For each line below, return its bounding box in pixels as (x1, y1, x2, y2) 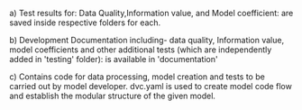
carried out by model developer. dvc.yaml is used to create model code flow (9, 81, 293, 91)
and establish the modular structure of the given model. (9, 90, 216, 101)
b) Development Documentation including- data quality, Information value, (9, 35, 285, 45)
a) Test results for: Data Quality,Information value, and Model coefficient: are (9, 8, 294, 18)
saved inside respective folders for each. (9, 17, 161, 28)
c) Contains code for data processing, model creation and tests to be (9, 71, 266, 82)
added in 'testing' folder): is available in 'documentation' (9, 54, 218, 64)
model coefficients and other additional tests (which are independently (9, 44, 272, 55)
